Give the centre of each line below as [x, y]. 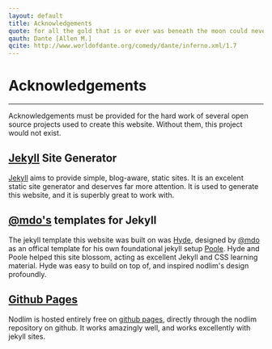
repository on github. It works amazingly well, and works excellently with [130, 327]
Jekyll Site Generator [63, 158]
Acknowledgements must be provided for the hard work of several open [129, 116]
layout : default [36, 16]
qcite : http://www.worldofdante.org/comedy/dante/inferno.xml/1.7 [123, 46]
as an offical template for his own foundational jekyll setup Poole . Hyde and [134, 248]
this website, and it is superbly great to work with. [91, 195]
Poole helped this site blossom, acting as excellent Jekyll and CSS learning [133, 257]
